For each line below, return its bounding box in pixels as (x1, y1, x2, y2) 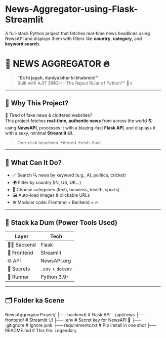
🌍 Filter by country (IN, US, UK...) (12, 179, 82, 185)
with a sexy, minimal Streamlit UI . (5, 130, 73, 136)
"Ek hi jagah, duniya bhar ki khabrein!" (17, 75, 98, 81)
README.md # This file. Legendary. (5, 328, 78, 334)
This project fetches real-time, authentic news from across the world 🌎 (5, 118, 153, 124)
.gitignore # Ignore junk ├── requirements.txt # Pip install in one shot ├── (5, 322, 157, 328)
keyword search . (5, 41, 41, 46)
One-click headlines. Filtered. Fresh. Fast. (17, 139, 102, 145)
